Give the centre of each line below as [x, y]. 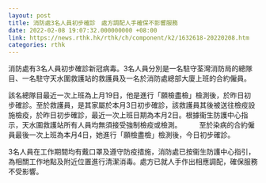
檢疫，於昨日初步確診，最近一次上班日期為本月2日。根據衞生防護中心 [128, 115]
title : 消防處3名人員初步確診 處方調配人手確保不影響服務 [93, 23]
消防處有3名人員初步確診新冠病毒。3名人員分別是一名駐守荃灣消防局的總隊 [131, 69]
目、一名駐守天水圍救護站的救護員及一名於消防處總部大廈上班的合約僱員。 [129, 78]
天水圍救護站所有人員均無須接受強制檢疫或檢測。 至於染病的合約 [135, 125]
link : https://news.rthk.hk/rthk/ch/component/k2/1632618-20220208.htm [129, 38]
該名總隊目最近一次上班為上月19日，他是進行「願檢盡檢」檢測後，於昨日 [126, 95]
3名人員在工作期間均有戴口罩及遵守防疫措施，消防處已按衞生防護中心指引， [132, 152]
